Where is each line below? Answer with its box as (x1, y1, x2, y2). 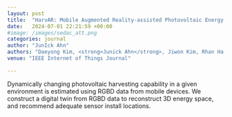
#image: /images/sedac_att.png (7, 29, 97, 36)
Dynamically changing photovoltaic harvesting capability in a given (7, 80, 197, 88)
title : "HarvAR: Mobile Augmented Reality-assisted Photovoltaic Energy (7, 17, 224, 23)
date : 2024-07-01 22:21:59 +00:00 (7, 23, 113, 30)
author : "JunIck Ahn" (7, 42, 70, 49)
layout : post (7, 10, 45, 17)
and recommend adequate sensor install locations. (7, 101, 151, 110)
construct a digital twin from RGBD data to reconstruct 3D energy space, (7, 94, 214, 103)
